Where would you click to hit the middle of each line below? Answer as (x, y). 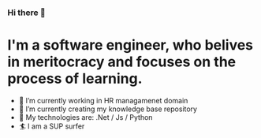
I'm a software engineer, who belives (130, 45)
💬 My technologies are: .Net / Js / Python (86, 117)
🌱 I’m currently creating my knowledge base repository (108, 109)
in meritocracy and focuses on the (122, 62)
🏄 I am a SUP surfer (52, 126)
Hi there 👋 (27, 13)
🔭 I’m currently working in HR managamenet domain (103, 100)
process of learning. (75, 79)
